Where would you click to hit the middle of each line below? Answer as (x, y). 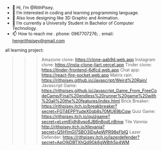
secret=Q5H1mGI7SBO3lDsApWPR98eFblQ (85, 132)
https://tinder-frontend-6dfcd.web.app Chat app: (91, 70)
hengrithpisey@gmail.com (38, 41)
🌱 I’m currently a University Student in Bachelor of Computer (73, 23)
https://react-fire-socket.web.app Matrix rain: (87, 75)
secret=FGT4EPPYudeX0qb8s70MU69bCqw (86, 111)
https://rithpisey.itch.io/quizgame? (76, 116)
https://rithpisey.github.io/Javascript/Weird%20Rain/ (94, 80)
